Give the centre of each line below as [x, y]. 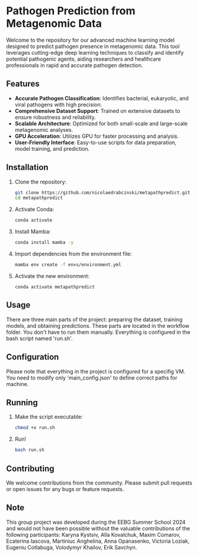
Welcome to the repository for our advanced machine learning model [90, 40]
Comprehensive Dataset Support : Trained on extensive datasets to [98, 110]
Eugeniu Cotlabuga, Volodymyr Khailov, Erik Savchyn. [72, 547]
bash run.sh [29, 450]
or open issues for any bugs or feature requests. [65, 489]
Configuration [33, 357]
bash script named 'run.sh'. [39, 338]
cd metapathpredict [39, 198]
